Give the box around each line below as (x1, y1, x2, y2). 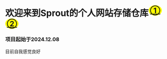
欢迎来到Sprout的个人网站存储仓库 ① (5, 6, 160, 19)
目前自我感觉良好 (5, 48, 41, 54)
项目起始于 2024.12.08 (5, 36, 59, 43)
